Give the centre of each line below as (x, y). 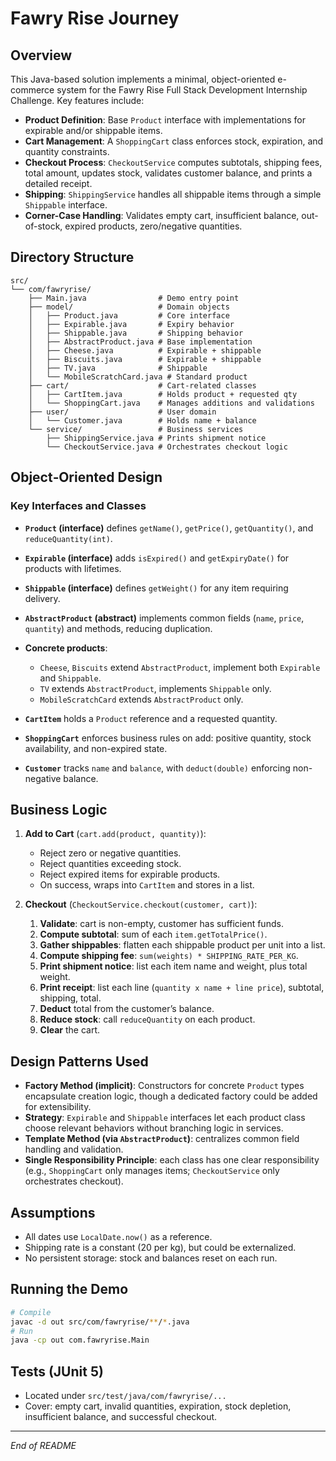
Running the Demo (69, 1289)
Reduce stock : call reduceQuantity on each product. (147, 1019)
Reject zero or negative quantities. (110, 853)
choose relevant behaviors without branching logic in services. (154, 1128)
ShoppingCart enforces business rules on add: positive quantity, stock (168, 738)
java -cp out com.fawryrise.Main (80, 1340)
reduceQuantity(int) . (68, 538)
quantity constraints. (67, 151)
